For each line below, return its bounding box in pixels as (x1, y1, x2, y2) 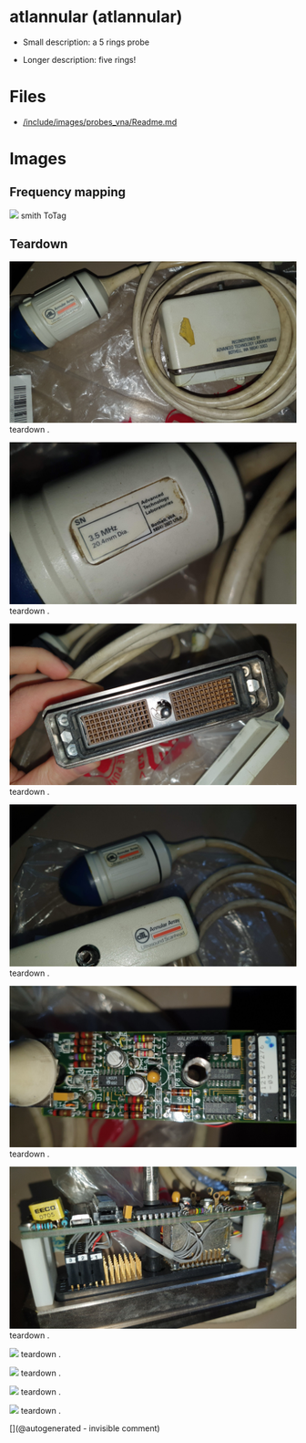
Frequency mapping (9, 184, 126, 200)
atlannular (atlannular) (9, 6, 183, 27)
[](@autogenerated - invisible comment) (9, 1422, 161, 1434)
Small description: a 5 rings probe (22, 37, 150, 47)
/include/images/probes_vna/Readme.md (22, 116, 178, 127)
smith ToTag (20, 210, 66, 221)
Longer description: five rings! (22, 54, 137, 65)
